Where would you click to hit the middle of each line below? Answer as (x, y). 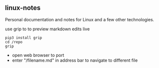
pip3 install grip (24, 38)
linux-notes (23, 8)
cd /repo (14, 42)
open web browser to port (38, 55)
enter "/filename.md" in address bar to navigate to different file (75, 60)
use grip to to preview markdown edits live (48, 29)
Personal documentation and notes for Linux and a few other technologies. (79, 19)
